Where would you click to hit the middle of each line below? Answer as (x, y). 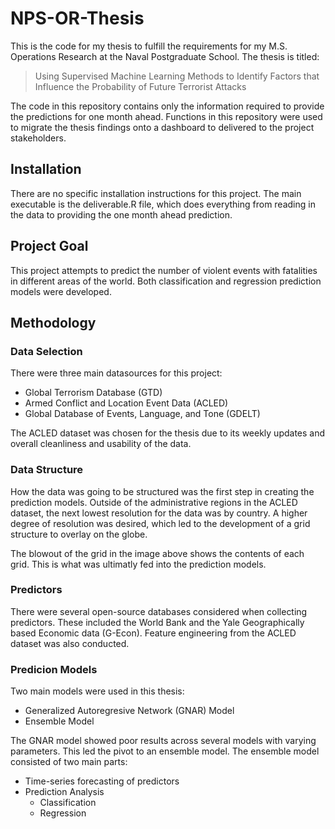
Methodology (53, 322)
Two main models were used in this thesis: (97, 691)
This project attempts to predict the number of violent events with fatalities (164, 270)
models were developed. (61, 291)
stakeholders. (38, 138)
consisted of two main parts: (69, 762)
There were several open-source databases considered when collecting (159, 611)
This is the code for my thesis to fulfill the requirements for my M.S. (149, 46)
